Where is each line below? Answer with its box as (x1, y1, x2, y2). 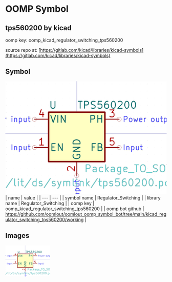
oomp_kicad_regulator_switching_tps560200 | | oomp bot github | (5, 206, 144, 212)
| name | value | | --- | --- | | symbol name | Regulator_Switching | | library (5, 194, 161, 200)
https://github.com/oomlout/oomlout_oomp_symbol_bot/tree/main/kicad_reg (5, 211, 167, 217)
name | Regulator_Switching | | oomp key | (5, 200, 95, 206)
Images (5, 231, 30, 240)
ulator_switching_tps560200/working (5, 216, 84, 223)
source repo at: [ (5, 47, 40, 53)
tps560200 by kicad (5, 24, 72, 32)
